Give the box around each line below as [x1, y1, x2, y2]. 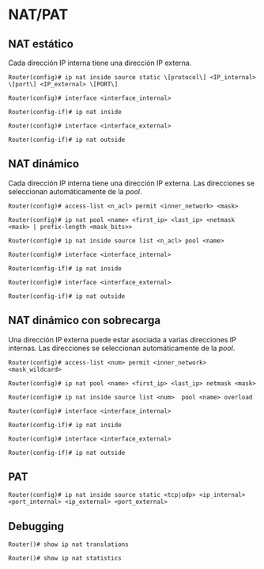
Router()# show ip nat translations [8, 540, 129, 548]
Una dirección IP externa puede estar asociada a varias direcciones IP [8, 334, 237, 344]
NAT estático [8, 37, 74, 51]
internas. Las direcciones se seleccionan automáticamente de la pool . [8, 343, 236, 353]
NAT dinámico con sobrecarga [8, 314, 161, 327]
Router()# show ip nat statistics [8, 555, 123, 563]
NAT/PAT [8, 6, 69, 24]
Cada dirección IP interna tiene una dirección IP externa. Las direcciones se [8, 178, 255, 188]
